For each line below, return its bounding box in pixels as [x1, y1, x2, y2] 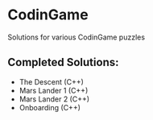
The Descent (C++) [19, 77, 84, 86]
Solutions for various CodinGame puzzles [7, 32, 146, 42]
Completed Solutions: [7, 56, 119, 69]
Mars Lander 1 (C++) [19, 85, 89, 95]
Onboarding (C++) [19, 102, 81, 112]
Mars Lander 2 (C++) [19, 94, 90, 104]
